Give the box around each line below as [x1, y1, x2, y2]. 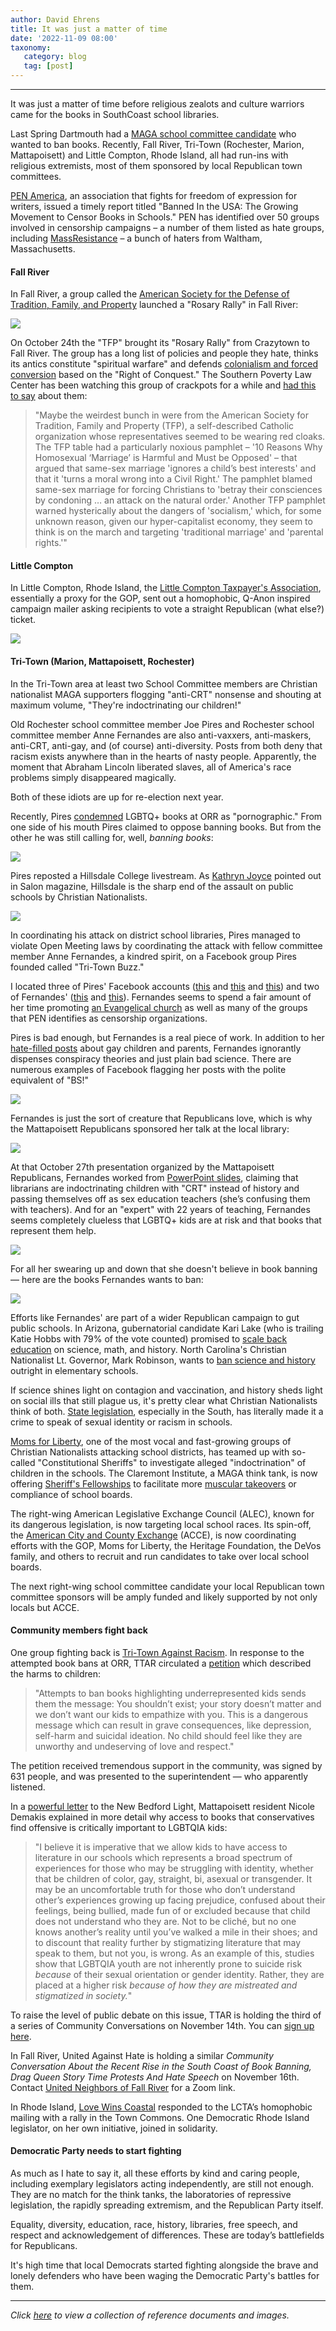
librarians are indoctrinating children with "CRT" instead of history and [10, 1182, 300, 1194]
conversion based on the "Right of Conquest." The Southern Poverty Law [10, 369, 313, 381]
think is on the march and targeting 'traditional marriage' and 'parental [34, 526, 324, 538]
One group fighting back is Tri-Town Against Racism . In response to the [10, 1646, 305, 1658]
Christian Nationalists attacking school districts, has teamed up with [10, 1446, 290, 1458]
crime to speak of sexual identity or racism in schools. [10, 1416, 233, 1428]
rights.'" [34, 537, 68, 549]
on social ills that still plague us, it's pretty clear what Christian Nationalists [10, 1394, 318, 1406]
